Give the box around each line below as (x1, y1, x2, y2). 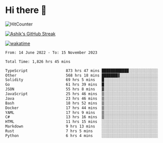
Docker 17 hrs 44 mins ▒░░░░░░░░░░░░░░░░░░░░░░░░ (5, 105, 158, 110)
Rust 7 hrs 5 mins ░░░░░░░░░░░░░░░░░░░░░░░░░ (5, 128, 158, 134)
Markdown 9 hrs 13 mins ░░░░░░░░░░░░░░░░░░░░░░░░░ (5, 124, 158, 129)
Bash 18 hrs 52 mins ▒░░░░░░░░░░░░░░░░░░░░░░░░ (5, 100, 158, 105)
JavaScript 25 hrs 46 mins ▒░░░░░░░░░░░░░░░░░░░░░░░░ (5, 91, 158, 96)
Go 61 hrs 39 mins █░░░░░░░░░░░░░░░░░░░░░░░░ (5, 82, 158, 87)
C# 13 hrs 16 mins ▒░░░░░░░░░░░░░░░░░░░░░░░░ (5, 114, 158, 119)
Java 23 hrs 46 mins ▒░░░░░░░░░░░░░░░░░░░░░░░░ (5, 96, 158, 101)
